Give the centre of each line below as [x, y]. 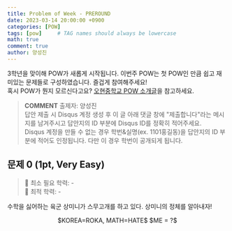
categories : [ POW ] [34, 27]
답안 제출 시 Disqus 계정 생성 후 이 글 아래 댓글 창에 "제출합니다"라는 [118, 114]
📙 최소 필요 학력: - [49, 183]
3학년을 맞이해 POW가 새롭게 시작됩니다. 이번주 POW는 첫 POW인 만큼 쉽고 [111, 73]
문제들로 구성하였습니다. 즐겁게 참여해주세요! [87, 82]
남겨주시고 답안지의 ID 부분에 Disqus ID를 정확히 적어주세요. [119, 123]
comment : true [28, 46]
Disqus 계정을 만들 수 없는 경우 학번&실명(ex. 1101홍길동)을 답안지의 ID [121, 132]
